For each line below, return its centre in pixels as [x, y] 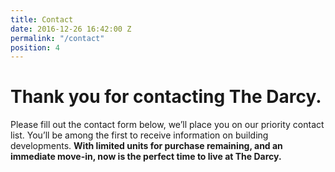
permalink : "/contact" [57, 38]
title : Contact [42, 19]
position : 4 [35, 47]
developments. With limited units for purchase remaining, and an [146, 146]
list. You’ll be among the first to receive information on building [139, 135]
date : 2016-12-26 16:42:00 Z [71, 29]
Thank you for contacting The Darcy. [166, 97]
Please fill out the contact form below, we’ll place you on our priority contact [167, 125]
